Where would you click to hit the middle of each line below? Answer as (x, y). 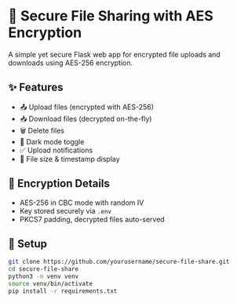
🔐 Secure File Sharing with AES (111, 16)
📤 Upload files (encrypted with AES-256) (87, 107)
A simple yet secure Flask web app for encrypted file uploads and (115, 54)
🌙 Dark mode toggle (52, 141)
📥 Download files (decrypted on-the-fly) (86, 119)
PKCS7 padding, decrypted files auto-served (92, 219)
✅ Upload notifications (56, 150)
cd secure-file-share (44, 269)
